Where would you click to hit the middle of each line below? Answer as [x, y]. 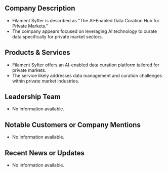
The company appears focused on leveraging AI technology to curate [85, 31]
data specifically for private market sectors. [57, 36]
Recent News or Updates [45, 153]
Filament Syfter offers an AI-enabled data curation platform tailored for [86, 65]
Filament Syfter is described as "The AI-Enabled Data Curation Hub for [86, 20]
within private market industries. [46, 81]
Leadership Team [33, 97]
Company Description [40, 8]
